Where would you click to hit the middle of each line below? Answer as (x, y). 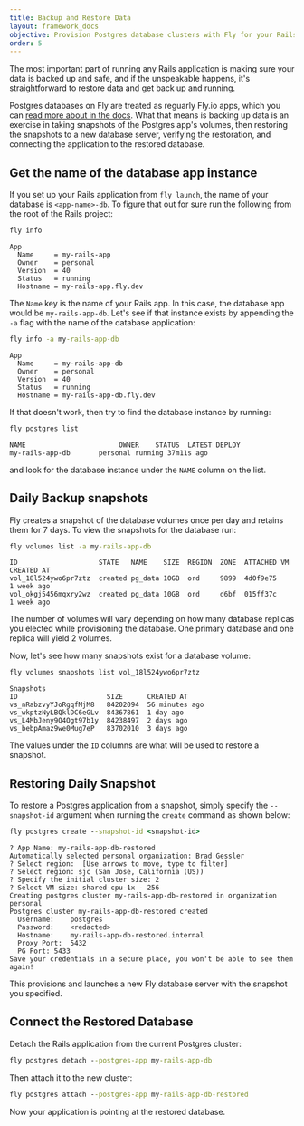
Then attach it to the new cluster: (71, 1077)
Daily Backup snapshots (79, 498)
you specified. (36, 993)
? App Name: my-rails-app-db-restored (82, 848)
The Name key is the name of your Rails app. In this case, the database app (147, 303)
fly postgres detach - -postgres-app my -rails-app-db (111, 1060)
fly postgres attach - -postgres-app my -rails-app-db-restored (129, 1094)
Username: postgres (60, 919)
